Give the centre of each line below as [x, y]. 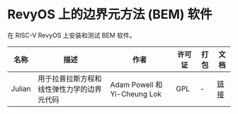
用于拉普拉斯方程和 [70, 78]
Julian [21, 89]
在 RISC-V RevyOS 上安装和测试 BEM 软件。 [72, 35]
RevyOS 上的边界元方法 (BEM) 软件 [110, 14]
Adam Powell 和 [136, 84]
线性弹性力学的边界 [70, 89]
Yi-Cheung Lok [136, 94]
